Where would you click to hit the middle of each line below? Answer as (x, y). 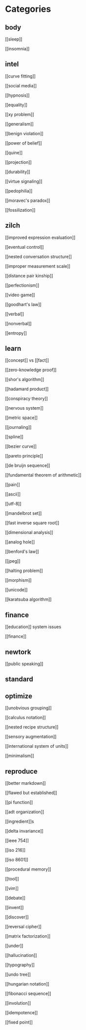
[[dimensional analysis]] (29, 533)
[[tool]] (12, 879)
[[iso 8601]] (17, 860)
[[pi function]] (19, 802)
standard (19, 679)
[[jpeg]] (13, 561)
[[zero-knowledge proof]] (31, 370)
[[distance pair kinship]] (29, 275)
